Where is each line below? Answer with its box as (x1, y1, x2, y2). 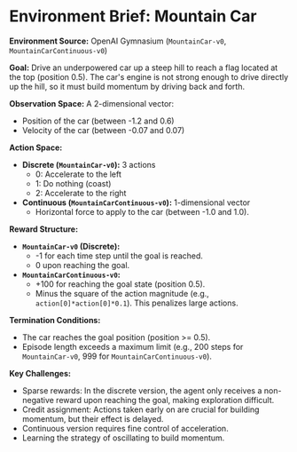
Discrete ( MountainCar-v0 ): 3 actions (21, 159, 157, 170)
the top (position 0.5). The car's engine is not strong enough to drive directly (9, 71, 289, 82)
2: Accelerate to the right (35, 187, 127, 198)
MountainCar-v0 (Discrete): (21, 241, 121, 251)
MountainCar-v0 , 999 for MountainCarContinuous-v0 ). (21, 351, 213, 361)
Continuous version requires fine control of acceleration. (21, 423, 229, 433)
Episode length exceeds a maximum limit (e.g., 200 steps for (21, 341, 244, 352)
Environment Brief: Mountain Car (9, 6, 257, 27)
